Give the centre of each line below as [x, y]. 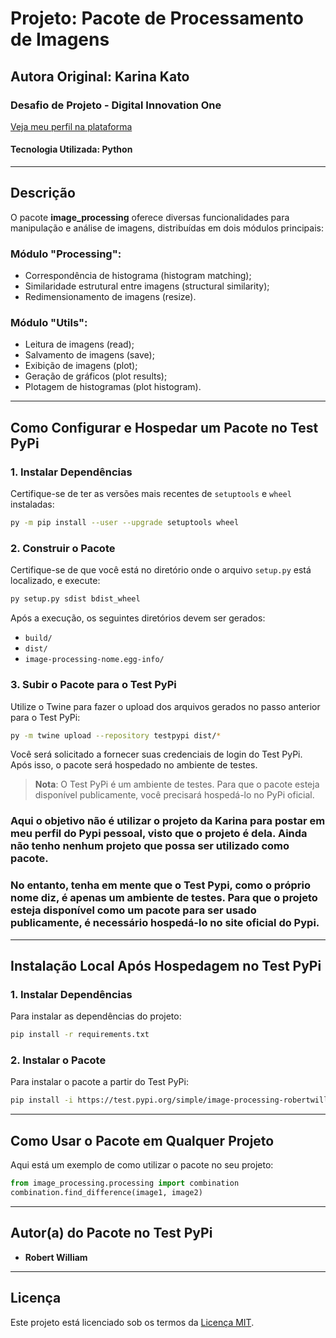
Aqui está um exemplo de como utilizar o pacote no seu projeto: [142, 1165]
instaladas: [32, 504]
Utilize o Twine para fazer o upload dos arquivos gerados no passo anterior [165, 706]
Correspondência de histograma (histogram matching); [138, 276]
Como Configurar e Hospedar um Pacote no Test [164, 427]
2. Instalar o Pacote [58, 1060]
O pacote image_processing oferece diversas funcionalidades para [150, 217]
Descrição [43, 193]
